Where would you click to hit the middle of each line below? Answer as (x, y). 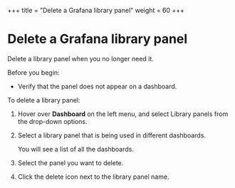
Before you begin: (33, 72)
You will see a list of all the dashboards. (75, 149)
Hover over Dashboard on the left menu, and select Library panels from (123, 114)
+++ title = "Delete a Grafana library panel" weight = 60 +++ (96, 10)
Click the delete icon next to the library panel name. (93, 177)
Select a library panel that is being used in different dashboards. (112, 135)
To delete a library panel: (44, 100)
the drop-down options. (52, 121)
